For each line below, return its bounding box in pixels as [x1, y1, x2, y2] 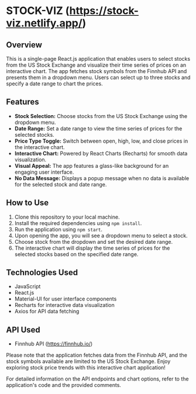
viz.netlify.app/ [6, 16, 83, 30]
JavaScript [14, 283, 41, 290]
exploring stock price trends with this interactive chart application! [6, 364, 166, 371]
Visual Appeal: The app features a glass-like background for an [14, 162, 169, 169]
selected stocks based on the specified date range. [14, 250, 139, 258]
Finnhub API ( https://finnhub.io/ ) [14, 340, 93, 347]
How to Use [6, 198, 49, 208]
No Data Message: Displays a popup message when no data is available [14, 174, 190, 182]
